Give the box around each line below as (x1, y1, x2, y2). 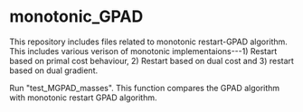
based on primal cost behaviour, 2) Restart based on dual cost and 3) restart (9, 55, 294, 66)
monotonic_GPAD (9, 6, 144, 27)
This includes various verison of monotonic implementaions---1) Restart (9, 45, 278, 56)
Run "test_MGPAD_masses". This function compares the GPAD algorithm (9, 82, 280, 93)
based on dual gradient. (9, 65, 99, 76)
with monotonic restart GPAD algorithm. (9, 92, 157, 103)
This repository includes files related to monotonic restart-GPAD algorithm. (9, 36, 288, 47)
